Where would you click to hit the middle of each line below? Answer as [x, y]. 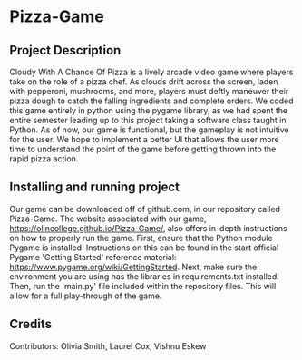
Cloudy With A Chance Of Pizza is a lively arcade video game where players [151, 72]
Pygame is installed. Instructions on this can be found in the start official [144, 248]
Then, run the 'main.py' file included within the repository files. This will [143, 286]
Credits [31, 324]
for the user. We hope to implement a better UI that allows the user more [144, 139]
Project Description [65, 50]
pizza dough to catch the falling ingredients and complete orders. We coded [151, 101]
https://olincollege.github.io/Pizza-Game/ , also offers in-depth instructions [148, 228]
